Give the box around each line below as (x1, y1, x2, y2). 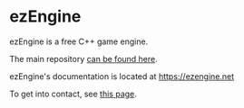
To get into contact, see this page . (9, 88, 138, 99)
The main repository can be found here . (9, 53, 159, 64)
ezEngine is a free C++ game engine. (9, 36, 149, 47)
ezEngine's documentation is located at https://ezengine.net (9, 70, 235, 82)
